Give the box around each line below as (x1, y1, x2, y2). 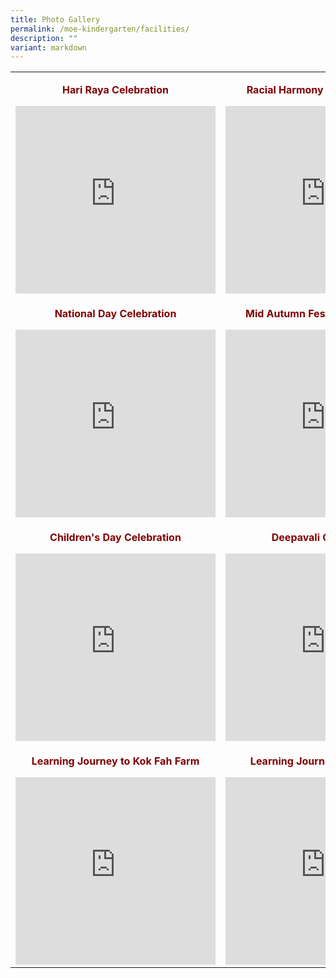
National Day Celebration (54, 307, 177, 321)
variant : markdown (10, 42, 87, 53)
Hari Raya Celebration (62, 83, 169, 97)
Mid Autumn (244, 307, 306, 321)
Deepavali (271, 531, 321, 545)
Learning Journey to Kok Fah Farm (31, 754, 200, 768)
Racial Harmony (246, 83, 324, 97)
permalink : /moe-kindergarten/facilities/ (10, 24, 190, 34)
